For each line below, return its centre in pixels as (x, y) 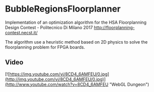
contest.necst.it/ (21, 32)
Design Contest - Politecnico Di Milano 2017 (49, 27)
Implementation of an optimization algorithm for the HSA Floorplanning (76, 22)
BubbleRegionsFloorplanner (63, 9)
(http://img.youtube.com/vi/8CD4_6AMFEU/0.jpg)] (55, 79)
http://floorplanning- (114, 27)
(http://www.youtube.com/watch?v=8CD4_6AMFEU (57, 84)
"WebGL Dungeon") (129, 84)
